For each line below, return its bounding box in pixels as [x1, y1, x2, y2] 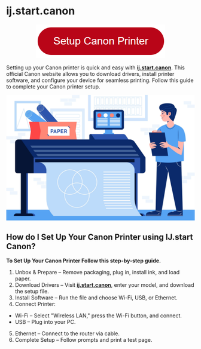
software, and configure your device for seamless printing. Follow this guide [6, 76, 194, 84]
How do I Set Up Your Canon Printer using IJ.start [6, 232, 193, 242]
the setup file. [14, 288, 49, 295]
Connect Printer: [14, 301, 56, 308]
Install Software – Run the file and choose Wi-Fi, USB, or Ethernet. [14, 294, 178, 301]
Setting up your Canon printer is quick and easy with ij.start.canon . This [6, 64, 185, 71]
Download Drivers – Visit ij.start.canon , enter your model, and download [14, 281, 194, 289]
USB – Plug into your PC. [14, 319, 76, 326]
